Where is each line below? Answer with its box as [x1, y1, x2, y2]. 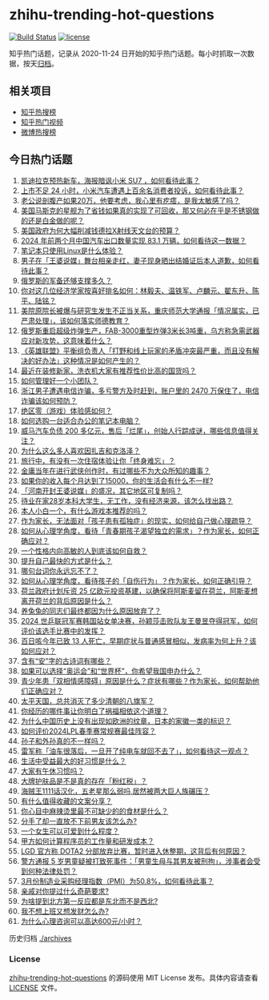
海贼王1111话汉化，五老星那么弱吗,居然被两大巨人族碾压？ [20, 786, 211, 796]
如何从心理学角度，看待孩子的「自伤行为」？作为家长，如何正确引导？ [20, 576, 253, 585]
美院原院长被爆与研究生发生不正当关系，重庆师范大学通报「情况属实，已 [20, 306, 259, 315]
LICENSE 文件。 [9, 982, 62, 992]
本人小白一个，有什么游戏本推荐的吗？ [20, 506, 147, 516]
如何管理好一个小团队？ [20, 376, 98, 385]
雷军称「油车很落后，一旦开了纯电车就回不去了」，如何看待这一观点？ [20, 746, 249, 756]
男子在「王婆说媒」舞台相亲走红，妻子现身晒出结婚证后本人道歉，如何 [20, 255, 253, 265]
